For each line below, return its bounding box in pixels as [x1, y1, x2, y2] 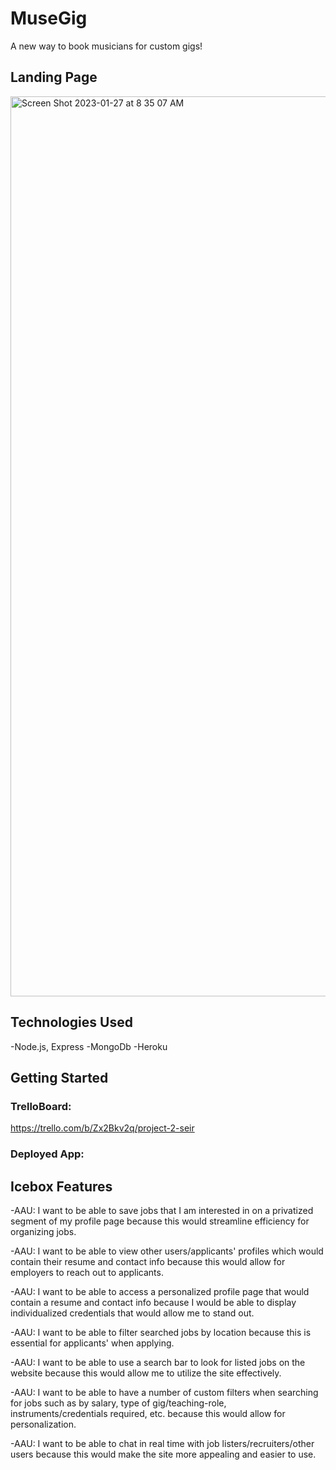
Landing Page [10, 69, 98, 86]
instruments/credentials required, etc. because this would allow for [10, 1407, 286, 1419]
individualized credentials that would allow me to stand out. [10, 1307, 255, 1319]
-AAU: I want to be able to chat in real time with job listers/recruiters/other [10, 1437, 315, 1449]
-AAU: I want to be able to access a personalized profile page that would [10, 1285, 310, 1297]
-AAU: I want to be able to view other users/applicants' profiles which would [10, 1245, 324, 1257]
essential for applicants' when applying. [10, 1337, 175, 1349]
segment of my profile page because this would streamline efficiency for [10, 1215, 310, 1227]
